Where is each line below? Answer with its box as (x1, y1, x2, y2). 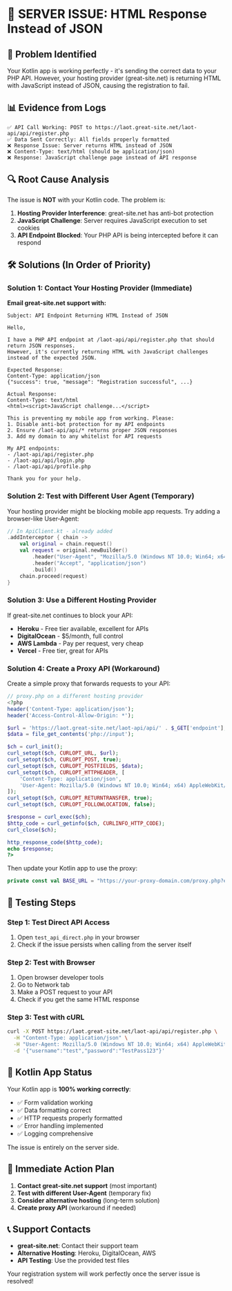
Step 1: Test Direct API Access (7, 918, 110, 927)
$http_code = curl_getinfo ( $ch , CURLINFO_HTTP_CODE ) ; (7, 819, 166, 827)
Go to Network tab (17, 980, 70, 989)
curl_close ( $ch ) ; (7, 826, 57, 833)
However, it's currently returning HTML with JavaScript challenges (7, 349, 209, 356)
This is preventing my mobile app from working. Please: (7, 415, 175, 422)
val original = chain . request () (19, 541, 113, 547)
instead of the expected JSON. (7, 355, 97, 362)
